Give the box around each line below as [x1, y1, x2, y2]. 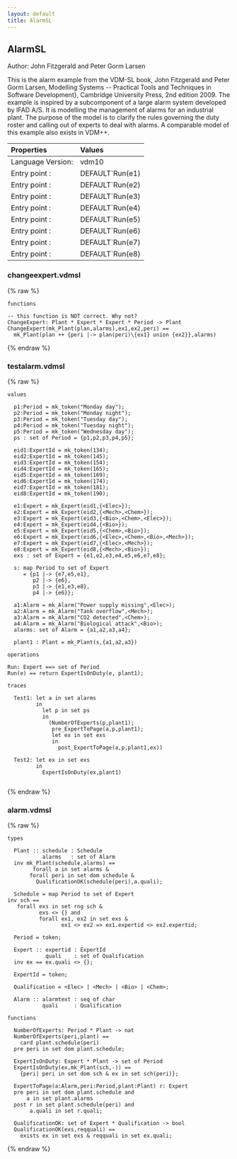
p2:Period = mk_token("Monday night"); [13, 409, 132, 416]
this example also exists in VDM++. [7, 128, 110, 137]
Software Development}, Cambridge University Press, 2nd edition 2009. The [7, 91, 231, 99]
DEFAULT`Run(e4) [80, 203, 141, 213]
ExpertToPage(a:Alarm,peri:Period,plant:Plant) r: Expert [13, 1083, 189, 1090]
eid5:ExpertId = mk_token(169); [13, 472, 110, 479]
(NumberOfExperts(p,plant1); [48, 719, 134, 726]
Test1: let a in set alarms [13, 695, 97, 702]
